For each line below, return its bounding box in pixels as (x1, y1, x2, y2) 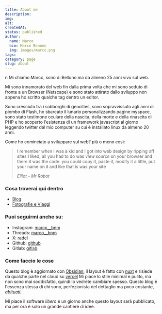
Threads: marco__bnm (12, 230, 57, 235)
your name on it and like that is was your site (16, 164, 106, 170)
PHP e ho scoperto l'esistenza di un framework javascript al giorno (5, 119, 139, 125)
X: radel (12, 235, 28, 241)
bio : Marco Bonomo (9, 43, 47, 48)
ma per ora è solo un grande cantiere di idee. (5, 304, 95, 310)
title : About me (5, 7, 38, 12)
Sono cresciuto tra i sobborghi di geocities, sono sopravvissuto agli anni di (5, 104, 154, 110)
